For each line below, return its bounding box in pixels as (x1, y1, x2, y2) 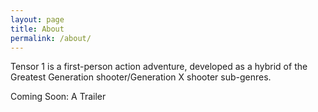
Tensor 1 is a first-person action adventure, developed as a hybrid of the (10, 61, 308, 73)
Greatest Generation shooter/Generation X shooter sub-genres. (10, 71, 272, 83)
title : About (10, 24, 65, 34)
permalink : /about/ (10, 33, 92, 43)
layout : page (10, 14, 65, 25)
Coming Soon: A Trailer (10, 91, 107, 103)
